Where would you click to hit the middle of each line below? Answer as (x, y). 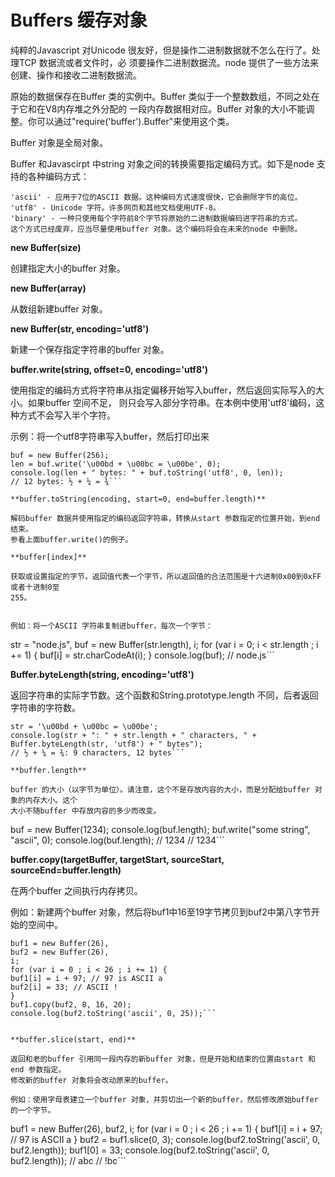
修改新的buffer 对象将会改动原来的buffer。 (91, 1080)
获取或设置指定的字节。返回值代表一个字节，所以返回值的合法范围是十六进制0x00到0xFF (166, 576)
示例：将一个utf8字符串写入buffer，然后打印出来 (110, 436)
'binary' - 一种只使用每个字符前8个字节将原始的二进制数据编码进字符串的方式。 (156, 218)
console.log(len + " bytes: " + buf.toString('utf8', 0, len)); (147, 472)
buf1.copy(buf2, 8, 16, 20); (71, 1004)
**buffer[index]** (48, 557)
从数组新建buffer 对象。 (59, 308)
